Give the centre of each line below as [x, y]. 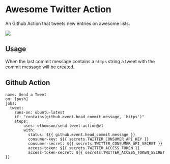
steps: [21, 121]
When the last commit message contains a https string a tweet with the [80, 61]
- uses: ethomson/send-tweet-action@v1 [61, 126]
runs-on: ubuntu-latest [40, 112]
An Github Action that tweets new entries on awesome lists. [68, 23]
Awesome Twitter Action [58, 9]
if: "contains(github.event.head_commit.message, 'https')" [79, 117]
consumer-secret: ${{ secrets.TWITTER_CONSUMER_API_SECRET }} [95, 144]
